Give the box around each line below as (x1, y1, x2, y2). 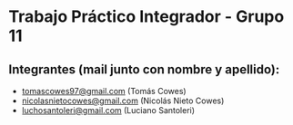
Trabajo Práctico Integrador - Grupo (8, 6, 285, 27)
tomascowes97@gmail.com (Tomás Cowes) (21, 86, 187, 96)
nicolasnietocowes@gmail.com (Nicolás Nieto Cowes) (21, 95, 225, 106)
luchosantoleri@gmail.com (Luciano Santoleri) (21, 105, 196, 115)
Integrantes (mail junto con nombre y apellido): (8, 62, 280, 77)
